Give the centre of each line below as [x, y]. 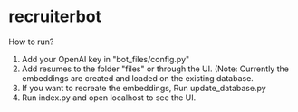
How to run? [31, 42]
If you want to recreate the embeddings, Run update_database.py [144, 88]
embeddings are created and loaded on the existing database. [138, 78]
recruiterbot [55, 17]
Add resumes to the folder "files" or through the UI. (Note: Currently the [155, 69]
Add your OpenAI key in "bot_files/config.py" [106, 59]
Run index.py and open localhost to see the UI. [109, 98]
